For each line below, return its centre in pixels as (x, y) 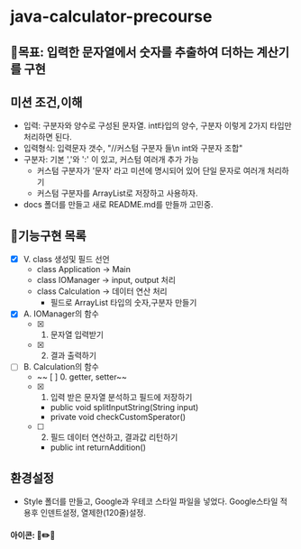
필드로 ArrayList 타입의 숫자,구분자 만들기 (123, 303)
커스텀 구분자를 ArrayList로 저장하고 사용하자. (117, 193)
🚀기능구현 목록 (48, 236)
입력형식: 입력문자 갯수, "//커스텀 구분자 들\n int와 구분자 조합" (133, 148)
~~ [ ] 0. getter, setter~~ (82, 377)
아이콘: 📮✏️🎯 (33, 535)
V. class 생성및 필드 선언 (67, 260)
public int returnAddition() (98, 447)
